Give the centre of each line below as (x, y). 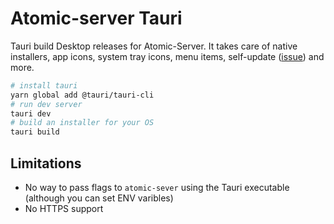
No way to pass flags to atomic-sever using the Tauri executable (157, 187)
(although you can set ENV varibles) (99, 198)
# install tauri (44, 85)
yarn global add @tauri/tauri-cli (82, 95)
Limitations (46, 163)
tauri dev (31, 113)
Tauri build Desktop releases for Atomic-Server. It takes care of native (154, 46)
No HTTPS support (64, 208)
